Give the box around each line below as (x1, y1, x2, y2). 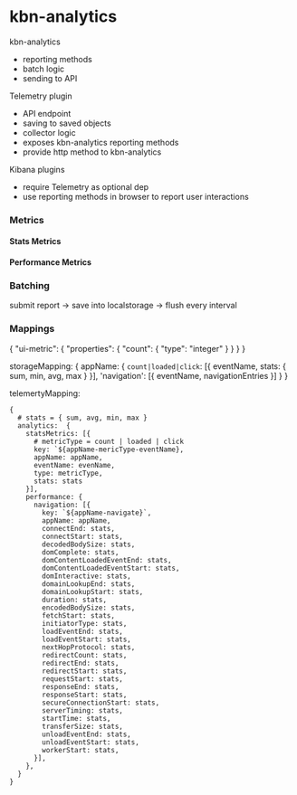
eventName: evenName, (33, 460, 116, 469)
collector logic (22, 127, 76, 137)
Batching (9, 279, 50, 291)
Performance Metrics (9, 257, 92, 268)
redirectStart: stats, (42, 667, 128, 676)
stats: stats (33, 477, 83, 486)
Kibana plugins (9, 164, 65, 175)
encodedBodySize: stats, (42, 603, 136, 612)
